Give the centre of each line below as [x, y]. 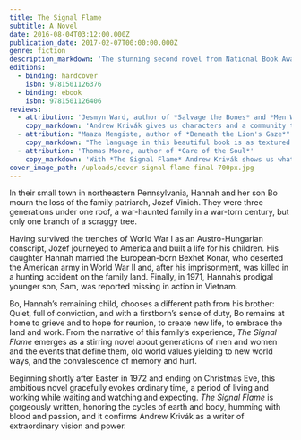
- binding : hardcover [58, 76]
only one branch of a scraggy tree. [73, 221]
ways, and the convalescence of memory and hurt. [103, 361]
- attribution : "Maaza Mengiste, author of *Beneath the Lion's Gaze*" [154, 134]
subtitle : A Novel [43, 26]
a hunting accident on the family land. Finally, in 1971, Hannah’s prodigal [142, 277]
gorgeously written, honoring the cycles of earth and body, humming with [145, 407]
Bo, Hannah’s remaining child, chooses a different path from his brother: [142, 304]
